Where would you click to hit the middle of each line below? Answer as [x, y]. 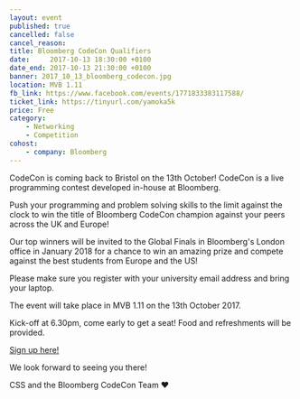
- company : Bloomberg [66, 152]
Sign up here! [34, 349]
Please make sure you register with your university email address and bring [150, 278]
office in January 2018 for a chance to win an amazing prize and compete [146, 251]
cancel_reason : [38, 43]
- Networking [50, 127]
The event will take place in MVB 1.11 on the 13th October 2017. [125, 305]
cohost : [24, 144]
